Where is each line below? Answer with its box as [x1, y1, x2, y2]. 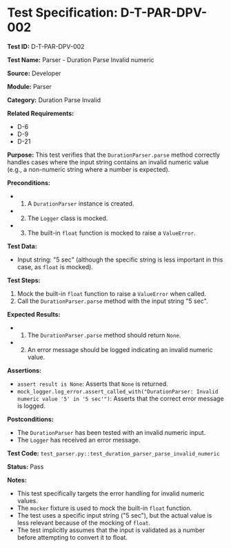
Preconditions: [7, 178, 50, 187]
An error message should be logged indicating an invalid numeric [27, 345, 213, 353]
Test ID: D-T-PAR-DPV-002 [7, 42, 85, 50]
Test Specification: [7, 5, 119, 21]
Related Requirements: [7, 109, 74, 117]
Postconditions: [7, 415, 54, 423]
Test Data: [7, 242, 38, 250]
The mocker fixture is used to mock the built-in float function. [17, 504, 192, 512]
